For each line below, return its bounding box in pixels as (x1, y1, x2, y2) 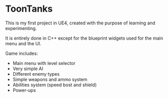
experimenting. (5, 25, 37, 31)
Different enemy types (12, 71, 60, 77)
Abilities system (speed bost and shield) (12, 82, 97, 88)
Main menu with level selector (12, 60, 76, 66)
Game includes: (5, 50, 38, 56)
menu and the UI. (5, 40, 42, 46)
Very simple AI (12, 66, 43, 72)
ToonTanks (5, 3, 53, 15)
